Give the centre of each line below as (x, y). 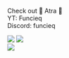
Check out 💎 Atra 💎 (35, 11)
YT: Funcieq (25, 18)
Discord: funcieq (31, 26)
